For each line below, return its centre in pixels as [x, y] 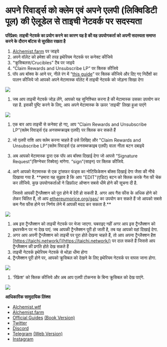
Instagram [23, 339]
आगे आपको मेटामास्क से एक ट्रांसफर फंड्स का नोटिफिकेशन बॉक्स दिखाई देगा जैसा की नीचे [83, 171]
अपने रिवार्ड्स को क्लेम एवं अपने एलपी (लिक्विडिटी [81, 10]
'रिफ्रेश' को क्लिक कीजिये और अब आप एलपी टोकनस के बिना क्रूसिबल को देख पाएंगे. [78, 277]
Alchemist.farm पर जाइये [36, 51]
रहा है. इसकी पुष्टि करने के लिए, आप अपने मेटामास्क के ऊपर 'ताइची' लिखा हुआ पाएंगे [79, 105]
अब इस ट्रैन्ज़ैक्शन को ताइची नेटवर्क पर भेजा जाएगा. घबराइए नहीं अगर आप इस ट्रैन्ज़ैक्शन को [84, 224]
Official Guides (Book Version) [44, 317]
